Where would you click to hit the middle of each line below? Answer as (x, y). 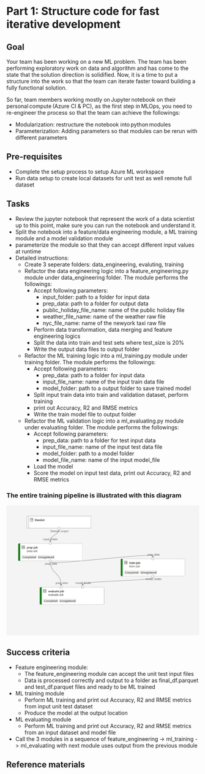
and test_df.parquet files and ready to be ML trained (90, 687)
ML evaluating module (43, 719)
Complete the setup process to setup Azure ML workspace (90, 171)
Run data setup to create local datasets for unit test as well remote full (103, 178)
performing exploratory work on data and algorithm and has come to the (98, 68)
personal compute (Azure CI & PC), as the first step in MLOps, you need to (99, 106)
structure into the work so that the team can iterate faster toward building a (101, 81)
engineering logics (57, 336)
